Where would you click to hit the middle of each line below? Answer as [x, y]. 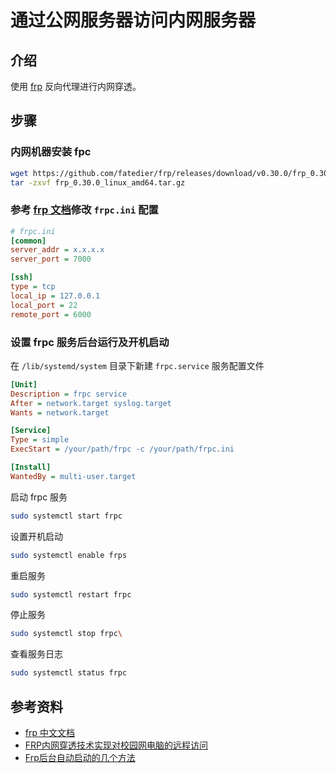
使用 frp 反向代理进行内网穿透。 [76, 86]
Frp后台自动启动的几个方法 [80, 757]
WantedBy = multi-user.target [73, 476]
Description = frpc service [69, 394]
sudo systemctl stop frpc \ [66, 634]
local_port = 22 [44, 305]
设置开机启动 [36, 536]
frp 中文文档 [49, 732]
